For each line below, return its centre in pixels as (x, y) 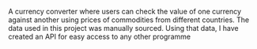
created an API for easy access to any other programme (100, 36)
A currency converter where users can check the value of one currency (125, 11)
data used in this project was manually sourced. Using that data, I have (123, 28)
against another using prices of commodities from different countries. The (129, 20)
